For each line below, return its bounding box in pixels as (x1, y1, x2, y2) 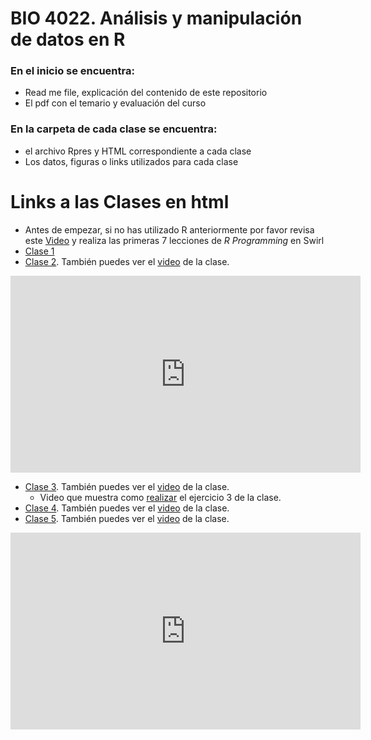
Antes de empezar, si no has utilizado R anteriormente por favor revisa (24, 223, 315, 236)
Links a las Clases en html (10, 190, 230, 213)
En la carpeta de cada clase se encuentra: (10, 122, 218, 136)
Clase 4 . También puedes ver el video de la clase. (24, 502, 230, 514)
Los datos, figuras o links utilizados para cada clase (24, 155, 239, 167)
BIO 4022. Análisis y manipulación (10, 7, 303, 30)
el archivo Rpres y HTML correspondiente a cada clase (24, 145, 252, 157)
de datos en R (10, 28, 126, 51)
